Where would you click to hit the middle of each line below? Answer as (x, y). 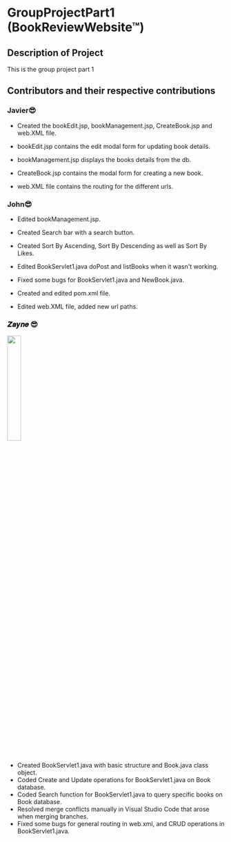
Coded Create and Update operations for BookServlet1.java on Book (114, 780)
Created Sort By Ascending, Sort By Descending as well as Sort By (112, 245)
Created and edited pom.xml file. (63, 293)
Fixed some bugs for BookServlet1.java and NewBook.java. (101, 280)
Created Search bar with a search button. (76, 232)
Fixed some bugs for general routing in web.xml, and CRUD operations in (121, 824)
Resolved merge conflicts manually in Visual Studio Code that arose (113, 809)
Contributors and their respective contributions (111, 91)
